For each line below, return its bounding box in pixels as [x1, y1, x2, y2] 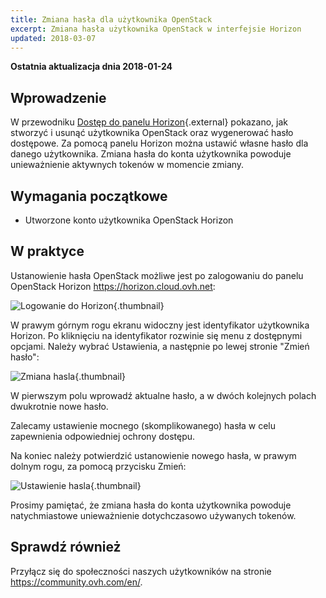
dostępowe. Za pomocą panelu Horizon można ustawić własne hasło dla [10, 137, 309, 150]
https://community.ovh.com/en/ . [10, 576, 143, 588]
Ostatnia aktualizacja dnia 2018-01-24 [10, 61, 173, 73]
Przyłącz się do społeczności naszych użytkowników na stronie [10, 565, 272, 577]
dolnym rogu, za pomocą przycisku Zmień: [10, 460, 187, 472]
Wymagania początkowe [10, 187, 168, 205]
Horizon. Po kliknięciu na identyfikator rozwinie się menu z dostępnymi [10, 329, 303, 341]
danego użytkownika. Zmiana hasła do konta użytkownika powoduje [10, 148, 292, 160]
